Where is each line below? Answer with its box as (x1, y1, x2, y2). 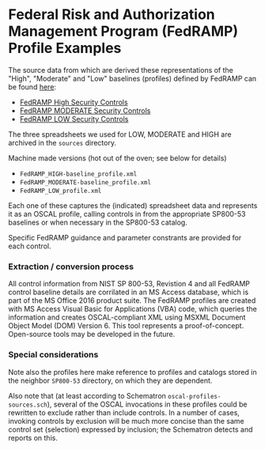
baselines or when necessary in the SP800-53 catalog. (8, 217, 187, 227)
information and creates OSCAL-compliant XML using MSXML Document (8, 312, 246, 322)
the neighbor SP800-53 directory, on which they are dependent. (8, 376, 213, 385)
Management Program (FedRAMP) (8, 22, 239, 40)
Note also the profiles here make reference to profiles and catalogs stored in (8, 367, 257, 376)
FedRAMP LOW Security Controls (19, 114, 129, 123)
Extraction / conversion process (8, 261, 134, 272)
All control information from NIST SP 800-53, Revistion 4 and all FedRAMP (8, 279, 251, 289)
